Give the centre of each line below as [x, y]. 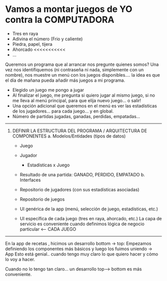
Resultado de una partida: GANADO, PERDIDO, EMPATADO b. [82, 174]
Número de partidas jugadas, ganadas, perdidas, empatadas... [76, 116]
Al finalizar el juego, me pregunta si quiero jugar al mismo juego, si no [83, 95]
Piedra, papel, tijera [32, 44]
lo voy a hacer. [20, 259]
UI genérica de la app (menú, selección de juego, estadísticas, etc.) [89, 209]
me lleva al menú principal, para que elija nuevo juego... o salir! [77, 100]
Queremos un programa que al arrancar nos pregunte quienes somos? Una [82, 64]
